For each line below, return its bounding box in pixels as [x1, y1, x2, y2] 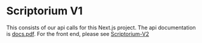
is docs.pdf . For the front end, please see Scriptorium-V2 [6, 30, 149, 37]
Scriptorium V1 [6, 4, 83, 18]
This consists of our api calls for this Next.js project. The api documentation [6, 24, 196, 31]
